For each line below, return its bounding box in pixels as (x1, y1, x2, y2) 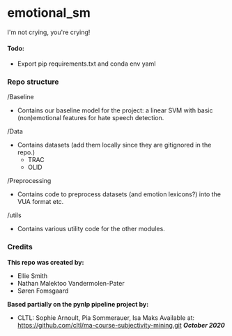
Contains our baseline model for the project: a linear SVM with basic (17, 106, 213, 115)
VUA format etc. (17, 198, 64, 206)
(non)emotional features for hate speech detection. (17, 114, 164, 122)
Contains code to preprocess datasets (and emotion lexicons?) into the (17, 190, 222, 198)
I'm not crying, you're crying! (7, 28, 91, 36)
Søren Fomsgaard (17, 286, 69, 295)
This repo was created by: (7, 258, 84, 266)
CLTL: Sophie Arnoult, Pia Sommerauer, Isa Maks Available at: (17, 313, 195, 322)
